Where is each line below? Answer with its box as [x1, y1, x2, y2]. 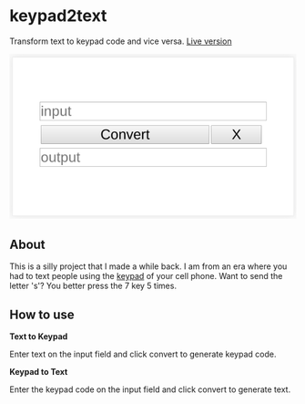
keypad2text [9, 5, 107, 26]
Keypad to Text [9, 366, 68, 377]
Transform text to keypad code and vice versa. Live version [9, 36, 232, 47]
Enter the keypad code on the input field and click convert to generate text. [9, 384, 291, 395]
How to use [9, 306, 75, 322]
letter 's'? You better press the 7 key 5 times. [9, 280, 178, 292]
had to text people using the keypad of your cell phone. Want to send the [9, 271, 283, 282]
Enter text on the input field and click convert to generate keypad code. [9, 348, 277, 359]
